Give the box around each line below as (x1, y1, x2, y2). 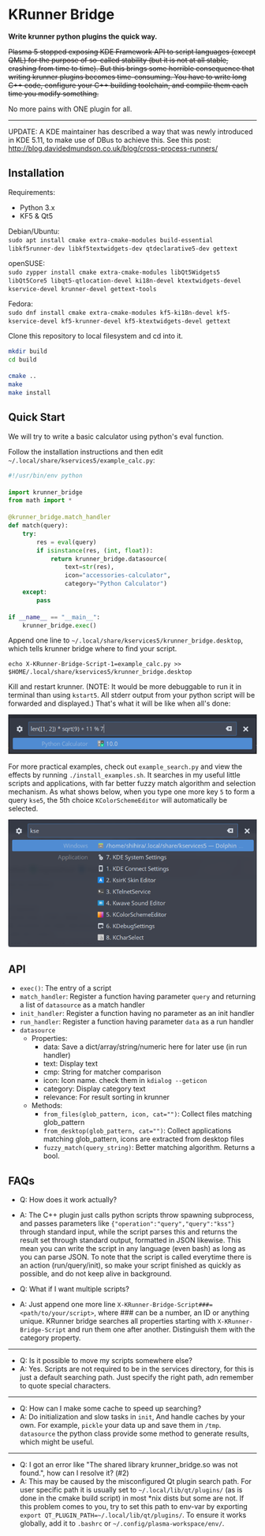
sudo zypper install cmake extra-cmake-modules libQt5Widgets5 (8, 268, 221, 276)
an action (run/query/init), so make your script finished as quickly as (19, 1261, 241, 1270)
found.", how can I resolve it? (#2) (19, 1468, 129, 1478)
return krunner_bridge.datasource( (50, 555, 168, 563)
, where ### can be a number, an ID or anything (94, 1308, 250, 1317)
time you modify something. (8, 88, 99, 98)
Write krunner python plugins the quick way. (8, 32, 158, 41)
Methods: (31, 1101, 63, 1111)
